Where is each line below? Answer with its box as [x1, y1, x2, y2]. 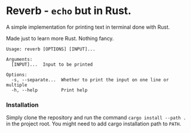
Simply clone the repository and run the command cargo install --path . [6, 114, 186, 121]
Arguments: [6, 56, 33, 62]
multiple [6, 82, 28, 88]
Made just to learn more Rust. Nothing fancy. [6, 35, 114, 42]
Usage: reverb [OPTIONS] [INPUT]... [6, 46, 95, 52]
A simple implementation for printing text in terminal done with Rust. [6, 23, 170, 30]
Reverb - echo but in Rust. [6, 4, 132, 18]
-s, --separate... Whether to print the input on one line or [11, 77, 169, 83]
